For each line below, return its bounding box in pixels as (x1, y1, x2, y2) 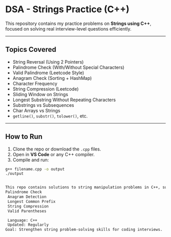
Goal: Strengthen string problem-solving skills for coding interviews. (5, 227, 163, 232)
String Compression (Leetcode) (12, 85, 79, 92)
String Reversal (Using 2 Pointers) (12, 58, 84, 65)
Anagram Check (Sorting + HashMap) (12, 75, 92, 81)
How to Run (5, 132, 43, 141)
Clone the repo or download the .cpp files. (12, 146, 101, 152)
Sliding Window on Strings (12, 91, 69, 97)
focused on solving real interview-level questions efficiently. (5, 25, 131, 32)
